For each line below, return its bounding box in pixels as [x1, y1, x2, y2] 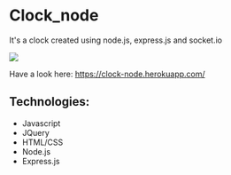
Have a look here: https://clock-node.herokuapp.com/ [9, 68, 205, 79]
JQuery [21, 127, 50, 138]
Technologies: [9, 94, 90, 109]
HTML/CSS [21, 137, 64, 147]
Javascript [21, 117, 61, 129]
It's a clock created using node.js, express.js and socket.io [9, 35, 223, 45]
